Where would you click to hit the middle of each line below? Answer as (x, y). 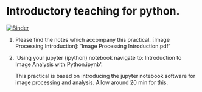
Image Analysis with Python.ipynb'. (59, 64)
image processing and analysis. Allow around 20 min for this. (92, 82)
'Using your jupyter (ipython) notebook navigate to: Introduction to (98, 57)
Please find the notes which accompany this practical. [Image (92, 39)
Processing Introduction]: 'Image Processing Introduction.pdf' (92, 46)
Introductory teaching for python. (93, 11)
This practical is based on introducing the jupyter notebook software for (105, 76)
